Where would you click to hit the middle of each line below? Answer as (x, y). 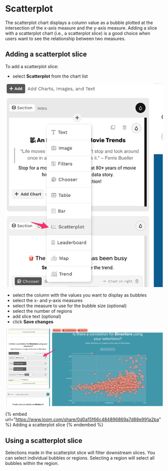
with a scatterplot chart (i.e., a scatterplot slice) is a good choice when (78, 33)
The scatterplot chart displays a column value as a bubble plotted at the (79, 23)
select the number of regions (42, 311)
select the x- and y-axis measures (47, 301)
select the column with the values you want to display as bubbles (79, 295)
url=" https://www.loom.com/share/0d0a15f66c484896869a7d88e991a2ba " (83, 419)
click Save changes (33, 322)
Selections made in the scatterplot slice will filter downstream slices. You (80, 453)
